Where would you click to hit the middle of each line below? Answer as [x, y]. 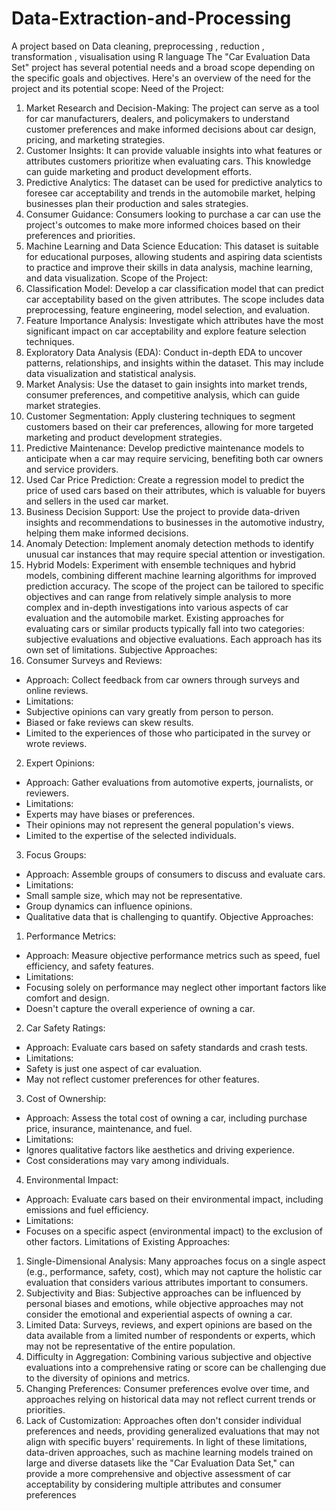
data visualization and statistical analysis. [111, 373]
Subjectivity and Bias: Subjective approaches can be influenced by [163, 1293]
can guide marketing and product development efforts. [138, 171]
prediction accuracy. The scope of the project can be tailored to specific [174, 586]
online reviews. [57, 690]
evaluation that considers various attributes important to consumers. [167, 1282]
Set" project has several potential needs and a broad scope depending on [163, 67]
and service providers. [72, 469]
